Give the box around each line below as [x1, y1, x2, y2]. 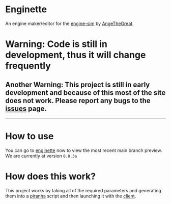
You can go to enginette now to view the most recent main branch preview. [5, 147, 162, 154]
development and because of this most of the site [5, 88, 166, 97]
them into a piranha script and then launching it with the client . [5, 193, 136, 199]
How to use [5, 131, 54, 142]
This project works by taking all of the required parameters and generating [5, 187, 162, 193]
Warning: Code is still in [5, 38, 108, 50]
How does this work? [5, 171, 96, 182]
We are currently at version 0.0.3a [5, 152, 77, 159]
